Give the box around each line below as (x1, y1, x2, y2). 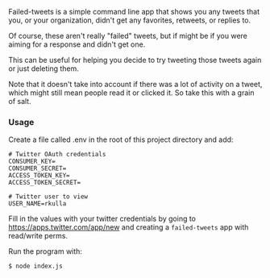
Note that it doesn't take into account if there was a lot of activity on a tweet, (8, 80, 263, 89)
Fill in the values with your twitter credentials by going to (8, 214, 196, 224)
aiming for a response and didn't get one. (8, 39, 146, 49)
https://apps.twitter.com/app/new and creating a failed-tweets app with (8, 222, 249, 232)
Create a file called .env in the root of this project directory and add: (8, 135, 234, 144)
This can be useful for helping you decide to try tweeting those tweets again (8, 56, 262, 64)
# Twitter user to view (8, 193, 89, 201)
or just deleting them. (8, 64, 79, 73)
